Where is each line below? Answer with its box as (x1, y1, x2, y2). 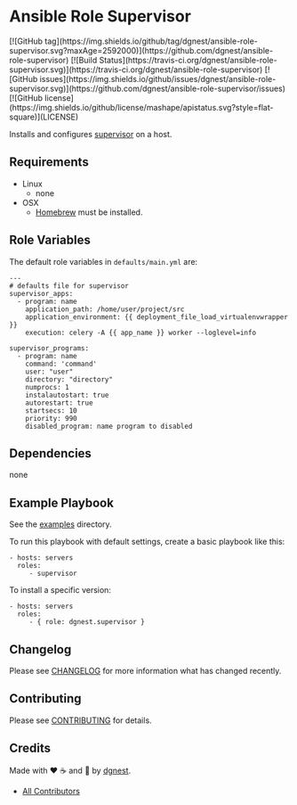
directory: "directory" (25, 374, 114, 384)
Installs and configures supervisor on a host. (9, 128, 173, 139)
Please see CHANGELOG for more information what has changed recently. (9, 666, 282, 676)
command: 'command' (25, 359, 98, 368)
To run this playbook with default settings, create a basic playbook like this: (9, 537, 285, 547)
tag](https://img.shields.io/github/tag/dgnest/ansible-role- (44, 36, 258, 46)
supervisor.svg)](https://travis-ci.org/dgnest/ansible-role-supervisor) (9, 64, 263, 75)
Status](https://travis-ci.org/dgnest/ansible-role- (99, 54, 277, 65)
